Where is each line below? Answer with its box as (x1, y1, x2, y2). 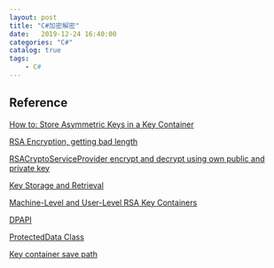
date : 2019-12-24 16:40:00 (9, 29, 117, 38)
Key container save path (9, 248, 98, 259)
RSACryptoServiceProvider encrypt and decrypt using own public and (9, 153, 265, 164)
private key (9, 162, 51, 173)
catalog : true (9, 46, 62, 55)
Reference (9, 95, 68, 111)
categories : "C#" (9, 37, 74, 47)
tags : (9, 54, 29, 63)
